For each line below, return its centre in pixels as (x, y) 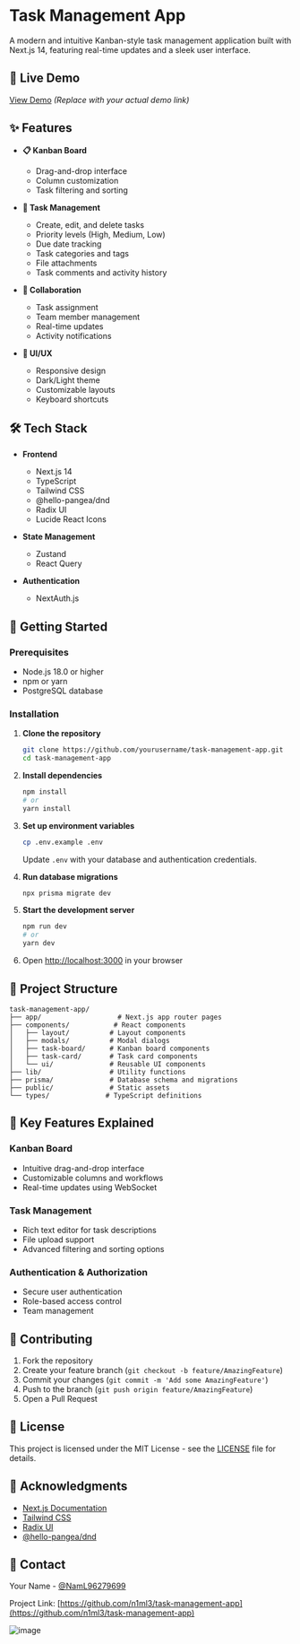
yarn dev (39, 944)
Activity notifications (73, 335)
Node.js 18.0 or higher (63, 672)
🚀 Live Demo (45, 78)
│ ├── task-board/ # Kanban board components (110, 1048)
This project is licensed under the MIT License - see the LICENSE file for (142, 1448)
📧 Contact (38, 1565)
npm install (44, 792)
